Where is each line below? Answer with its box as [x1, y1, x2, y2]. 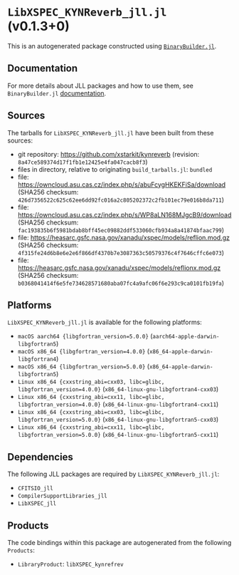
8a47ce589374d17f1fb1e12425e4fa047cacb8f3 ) [17, 157, 148, 166]
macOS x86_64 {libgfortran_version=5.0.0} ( [17, 362, 150, 371]
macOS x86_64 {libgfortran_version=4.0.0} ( [17, 347, 150, 356]
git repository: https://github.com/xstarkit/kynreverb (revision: [17, 150, 200, 158]
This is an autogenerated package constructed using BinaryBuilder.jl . [7, 41, 217, 50]
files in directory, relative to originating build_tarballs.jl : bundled [17, 165, 213, 173]
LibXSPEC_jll [17, 500, 57, 507]
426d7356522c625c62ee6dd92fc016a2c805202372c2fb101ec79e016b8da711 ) [17, 195, 225, 204]
